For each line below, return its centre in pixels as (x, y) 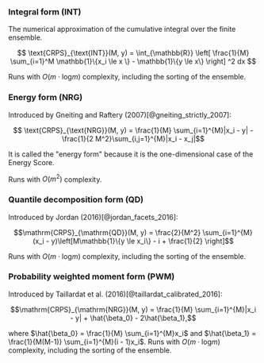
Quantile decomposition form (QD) (76, 199)
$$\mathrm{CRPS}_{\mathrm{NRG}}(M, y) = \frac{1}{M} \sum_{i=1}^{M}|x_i (133, 309)
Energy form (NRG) (46, 98)
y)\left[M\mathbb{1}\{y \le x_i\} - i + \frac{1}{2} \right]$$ (142, 241)
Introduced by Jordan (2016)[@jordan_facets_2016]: (93, 217)
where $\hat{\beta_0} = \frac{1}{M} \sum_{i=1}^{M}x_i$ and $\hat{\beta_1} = (132, 333)
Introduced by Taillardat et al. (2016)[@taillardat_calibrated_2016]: (115, 294)
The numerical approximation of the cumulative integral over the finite (122, 29)
